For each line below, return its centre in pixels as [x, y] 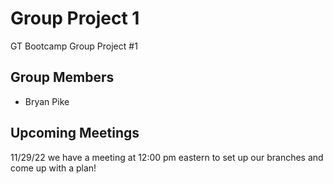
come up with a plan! [53, 168]
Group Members [62, 77]
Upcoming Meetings [75, 133]
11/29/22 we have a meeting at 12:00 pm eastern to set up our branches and [167, 157]
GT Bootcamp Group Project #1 [74, 46]
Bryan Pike [47, 101]
